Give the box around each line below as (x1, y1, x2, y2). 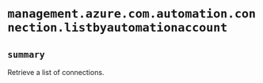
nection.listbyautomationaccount (7, 21, 228, 36)
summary (7, 48, 45, 60)
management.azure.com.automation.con (7, 6, 257, 21)
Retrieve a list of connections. (7, 68, 105, 77)
